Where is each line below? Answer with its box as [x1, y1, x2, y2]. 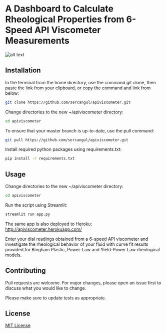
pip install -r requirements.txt [5, 156, 75, 161]
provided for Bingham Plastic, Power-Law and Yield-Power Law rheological [5, 246, 160, 252]
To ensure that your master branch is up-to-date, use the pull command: [5, 127, 154, 133]
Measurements [5, 35, 70, 47]
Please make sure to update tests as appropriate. [5, 294, 106, 301]
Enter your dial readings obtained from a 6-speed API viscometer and [5, 236, 148, 242]
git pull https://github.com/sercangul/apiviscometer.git [5, 137, 128, 142]
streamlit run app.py [5, 212, 50, 217]
